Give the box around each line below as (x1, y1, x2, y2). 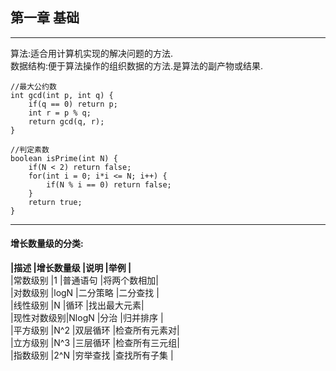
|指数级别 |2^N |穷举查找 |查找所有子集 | (10, 349, 174, 362)
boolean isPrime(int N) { (10, 153, 118, 163)
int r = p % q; (28, 108, 92, 118)
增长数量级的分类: (10, 238, 84, 250)
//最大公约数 (10, 81, 57, 92)
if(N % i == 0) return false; (46, 179, 172, 190)
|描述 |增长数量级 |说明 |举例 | (10, 262, 132, 274)
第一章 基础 (10, 9, 80, 27)
